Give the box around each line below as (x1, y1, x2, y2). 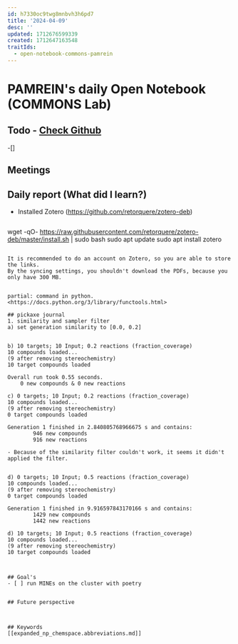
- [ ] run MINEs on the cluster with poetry (7, 580, 142, 588)
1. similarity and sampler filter (7, 318, 110, 325)
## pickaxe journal (7, 311, 66, 318)
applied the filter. (7, 455, 69, 463)
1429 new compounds (33, 511, 91, 518)
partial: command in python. (7, 293, 94, 300)
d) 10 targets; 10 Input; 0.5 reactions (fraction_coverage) (7, 530, 193, 538)
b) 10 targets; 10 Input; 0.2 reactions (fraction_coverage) (7, 343, 193, 350)
